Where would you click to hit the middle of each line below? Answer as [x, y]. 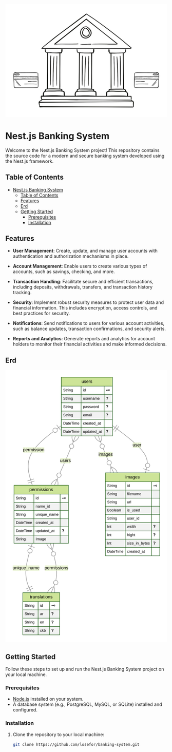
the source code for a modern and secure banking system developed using [85, 156]
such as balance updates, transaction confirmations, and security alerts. [89, 329]
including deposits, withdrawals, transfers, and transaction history [83, 287]
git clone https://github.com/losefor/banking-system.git [76, 744]
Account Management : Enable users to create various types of [80, 266]
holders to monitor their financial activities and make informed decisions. [90, 344]
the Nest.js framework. [30, 161]
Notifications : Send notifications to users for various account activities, [89, 323]
